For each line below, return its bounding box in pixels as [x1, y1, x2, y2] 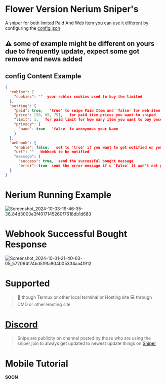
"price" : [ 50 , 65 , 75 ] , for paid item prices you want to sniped [14, 112, 156, 117]
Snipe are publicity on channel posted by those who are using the [17, 335, 151, 341]
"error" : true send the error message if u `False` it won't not [18, 164, 158, 168]
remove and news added [5, 55, 83, 63]
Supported [5, 277, 50, 289]
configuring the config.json [5, 25, 60, 31]
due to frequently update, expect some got [5, 47, 140, 55]
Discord [5, 319, 38, 330]
